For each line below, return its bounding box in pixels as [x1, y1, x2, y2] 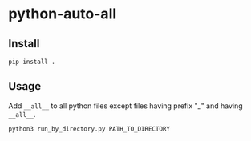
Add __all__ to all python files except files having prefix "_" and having [8, 101, 243, 111]
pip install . [8, 58, 56, 66]
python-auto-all [8, 5, 117, 23]
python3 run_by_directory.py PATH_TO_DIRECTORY [8, 125, 171, 133]
